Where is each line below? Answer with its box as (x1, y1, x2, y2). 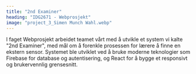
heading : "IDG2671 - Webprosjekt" (6, 14, 92, 20)
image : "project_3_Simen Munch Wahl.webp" (6, 20, 112, 25)
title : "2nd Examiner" (6, 8, 62, 15)
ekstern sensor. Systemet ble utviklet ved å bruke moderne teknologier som (6, 49, 191, 56)
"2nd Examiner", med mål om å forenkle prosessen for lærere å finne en (6, 42, 181, 49)
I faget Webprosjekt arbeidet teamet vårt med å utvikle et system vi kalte (6, 36, 183, 43)
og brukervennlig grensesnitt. (6, 61, 78, 68)
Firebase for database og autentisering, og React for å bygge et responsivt (6, 54, 188, 62)
